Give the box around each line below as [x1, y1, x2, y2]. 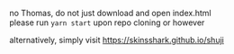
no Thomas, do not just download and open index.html [9, 8, 211, 18]
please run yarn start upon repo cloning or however [9, 17, 205, 28]
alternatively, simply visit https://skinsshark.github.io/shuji [9, 35, 225, 45]
